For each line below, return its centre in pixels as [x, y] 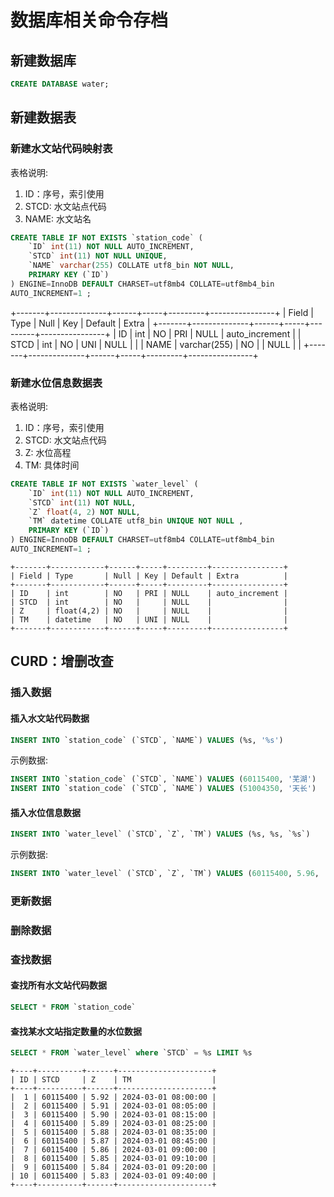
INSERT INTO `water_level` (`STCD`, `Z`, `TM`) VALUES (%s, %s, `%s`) [160, 834]
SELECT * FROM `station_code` [73, 1007]
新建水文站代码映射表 [61, 149]
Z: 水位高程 [48, 452]
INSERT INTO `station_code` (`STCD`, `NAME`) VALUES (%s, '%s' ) [147, 740]
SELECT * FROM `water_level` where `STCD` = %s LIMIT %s [131, 1053]
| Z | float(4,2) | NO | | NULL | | [149, 611]
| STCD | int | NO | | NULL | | [149, 602]
